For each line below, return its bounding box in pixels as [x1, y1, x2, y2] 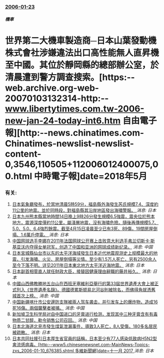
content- [5, 148, 41, 159]
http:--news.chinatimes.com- [20, 127, 144, 138]
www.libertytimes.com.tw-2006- [5, 103, 144, 114]
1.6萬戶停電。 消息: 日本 [20, 232, 69, 237]
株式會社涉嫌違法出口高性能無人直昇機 [5, 47, 160, 58]
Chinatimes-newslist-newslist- [5, 138, 134, 149]
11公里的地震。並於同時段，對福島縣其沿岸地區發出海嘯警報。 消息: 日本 [12, 208, 157, 213]
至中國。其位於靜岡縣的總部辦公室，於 [5, 60, 160, 70]
